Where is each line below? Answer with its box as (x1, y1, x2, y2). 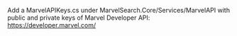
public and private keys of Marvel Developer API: (7, 13, 150, 22)
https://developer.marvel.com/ (7, 21, 97, 29)
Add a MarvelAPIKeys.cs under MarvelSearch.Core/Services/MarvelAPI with (7, 6, 231, 14)
